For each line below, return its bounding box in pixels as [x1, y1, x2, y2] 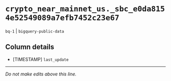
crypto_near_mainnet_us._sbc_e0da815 [5, 4, 165, 14]
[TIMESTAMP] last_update [12, 56, 69, 62]
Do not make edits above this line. [5, 71, 77, 77]
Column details [5, 43, 54, 51]
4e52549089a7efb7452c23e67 [5, 13, 120, 23]
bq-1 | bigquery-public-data [5, 28, 65, 34]
